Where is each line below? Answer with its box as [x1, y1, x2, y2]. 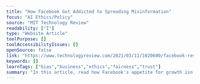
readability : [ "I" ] [6, 25, 55, 31]
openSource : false [6, 47, 52, 53]
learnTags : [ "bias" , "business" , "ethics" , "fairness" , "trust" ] [6, 63, 161, 70]
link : [6, 53, 20, 59]
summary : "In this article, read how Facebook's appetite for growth [6, 69, 183, 75]
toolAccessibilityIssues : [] [6, 42, 79, 48]
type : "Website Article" [6, 31, 68, 37]
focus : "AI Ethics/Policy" [6, 14, 73, 20]
